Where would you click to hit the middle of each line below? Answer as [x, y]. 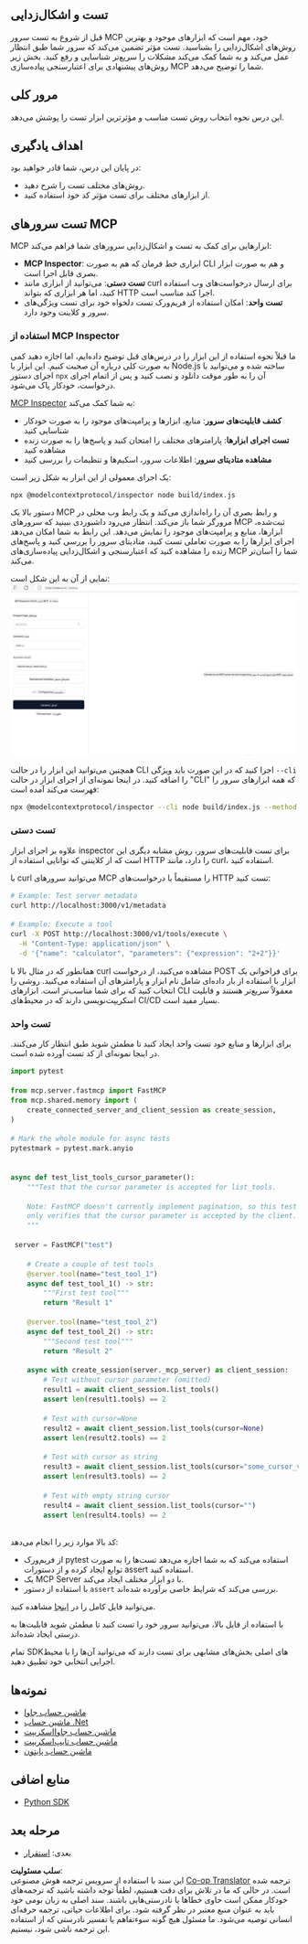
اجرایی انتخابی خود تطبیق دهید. [63, 1661]
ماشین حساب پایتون [58, 1751]
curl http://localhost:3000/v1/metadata [89, 905]
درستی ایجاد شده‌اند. [45, 1634]
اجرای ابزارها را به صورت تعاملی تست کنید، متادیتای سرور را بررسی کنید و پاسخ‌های [153, 541]
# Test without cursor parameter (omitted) [127, 1380]
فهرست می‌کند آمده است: [55, 789]
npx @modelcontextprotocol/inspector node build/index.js [123, 495]
